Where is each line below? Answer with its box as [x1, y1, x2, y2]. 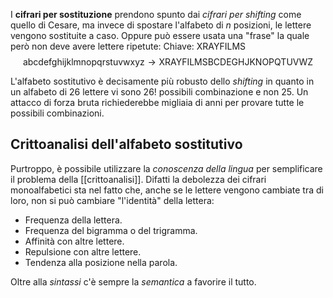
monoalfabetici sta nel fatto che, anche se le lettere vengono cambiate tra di [10, 184, 324, 196]
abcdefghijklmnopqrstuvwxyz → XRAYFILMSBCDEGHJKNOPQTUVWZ [22, 56, 314, 68]
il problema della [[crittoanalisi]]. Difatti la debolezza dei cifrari [10, 173, 267, 185]
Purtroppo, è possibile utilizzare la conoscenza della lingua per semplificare [10, 162, 323, 174]
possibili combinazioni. [10, 107, 105, 119]
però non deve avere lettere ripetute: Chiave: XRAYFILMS [10, 40, 247, 52]
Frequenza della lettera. [24, 214, 123, 226]
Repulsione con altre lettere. [24, 245, 142, 258]
